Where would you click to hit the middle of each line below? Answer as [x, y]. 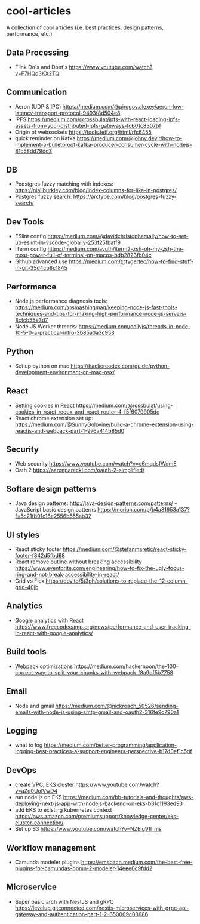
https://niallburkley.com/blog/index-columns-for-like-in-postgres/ [96, 190]
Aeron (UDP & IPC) [38, 106]
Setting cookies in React [44, 405]
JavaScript [28, 510]
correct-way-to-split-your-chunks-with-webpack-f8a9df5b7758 [94, 672]
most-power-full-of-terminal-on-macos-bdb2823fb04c [83, 255]
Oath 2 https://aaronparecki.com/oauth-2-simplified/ [80, 470]
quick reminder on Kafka [45, 138]
